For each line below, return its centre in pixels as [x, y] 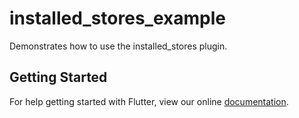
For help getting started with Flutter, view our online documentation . [149, 101]
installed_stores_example [117, 18]
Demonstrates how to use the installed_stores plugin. [118, 46]
